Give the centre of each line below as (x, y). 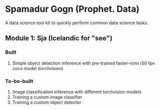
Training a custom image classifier (47, 97)
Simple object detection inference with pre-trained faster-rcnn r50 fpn (84, 63)
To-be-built (19, 81)
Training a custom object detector (47, 102)
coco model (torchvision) (38, 68)
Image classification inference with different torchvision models (77, 92)
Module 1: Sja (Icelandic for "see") (59, 38)
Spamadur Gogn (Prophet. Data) (72, 9)
